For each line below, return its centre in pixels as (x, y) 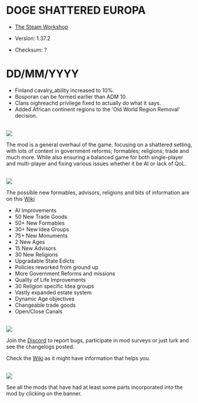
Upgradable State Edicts (45, 261)
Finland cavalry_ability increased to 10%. (65, 90)
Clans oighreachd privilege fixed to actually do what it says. (88, 103)
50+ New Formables (40, 223)
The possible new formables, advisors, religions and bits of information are (98, 192)
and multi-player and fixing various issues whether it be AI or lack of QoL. (96, 163)
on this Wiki (21, 199)
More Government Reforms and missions (65, 273)
